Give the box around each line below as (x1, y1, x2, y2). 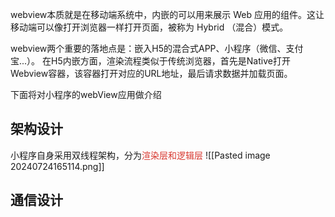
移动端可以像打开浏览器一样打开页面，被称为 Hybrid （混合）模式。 (10, 21, 289, 33)
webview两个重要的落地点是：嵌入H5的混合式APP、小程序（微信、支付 (10, 43, 304, 54)
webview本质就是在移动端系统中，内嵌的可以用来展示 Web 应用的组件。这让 (10, 9, 325, 20)
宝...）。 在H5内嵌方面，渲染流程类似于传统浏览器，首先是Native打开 (10, 55, 291, 67)
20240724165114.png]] (10, 160, 105, 172)
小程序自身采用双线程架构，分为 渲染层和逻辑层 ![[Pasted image (10, 149, 271, 161)
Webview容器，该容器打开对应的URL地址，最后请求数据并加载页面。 (10, 68, 293, 79)
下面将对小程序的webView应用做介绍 (10, 89, 162, 100)
